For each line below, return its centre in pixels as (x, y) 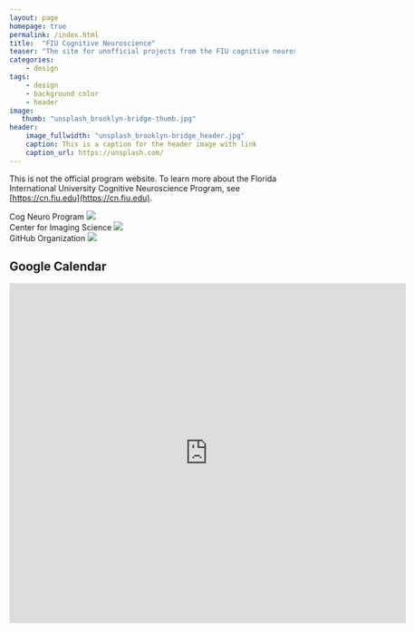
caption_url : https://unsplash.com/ (95, 152)
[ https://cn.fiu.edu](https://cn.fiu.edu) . (81, 198)
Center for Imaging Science (61, 227)
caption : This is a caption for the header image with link (141, 144)
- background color (63, 93)
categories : (32, 60)
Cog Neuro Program (47, 216)
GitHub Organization (48, 238)
